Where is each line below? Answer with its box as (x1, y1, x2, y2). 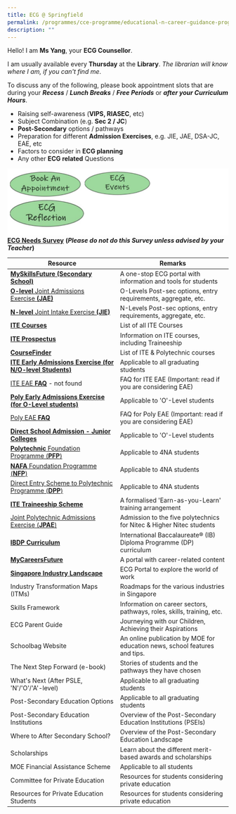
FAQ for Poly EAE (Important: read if (119, 409, 223, 418)
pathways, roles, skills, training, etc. (119, 607, 223, 616)
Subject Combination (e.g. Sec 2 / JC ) (17, 117, 128, 126)
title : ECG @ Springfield (7, 11, 83, 18)
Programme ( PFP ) (10, 452, 63, 460)
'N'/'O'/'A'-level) (10, 683, 58, 692)
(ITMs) (10, 590, 30, 598)
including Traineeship (119, 338, 183, 347)
